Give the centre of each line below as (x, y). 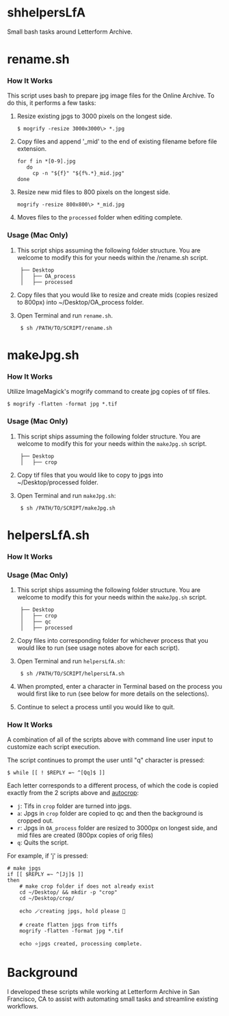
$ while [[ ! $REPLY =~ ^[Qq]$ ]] (56, 773)
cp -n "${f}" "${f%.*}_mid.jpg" (79, 174)
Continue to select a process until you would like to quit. (96, 707)
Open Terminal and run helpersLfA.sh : (71, 661)
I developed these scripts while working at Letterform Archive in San (104, 992)
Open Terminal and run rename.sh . (65, 315)
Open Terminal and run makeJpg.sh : (66, 495)
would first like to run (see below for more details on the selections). (113, 694)
